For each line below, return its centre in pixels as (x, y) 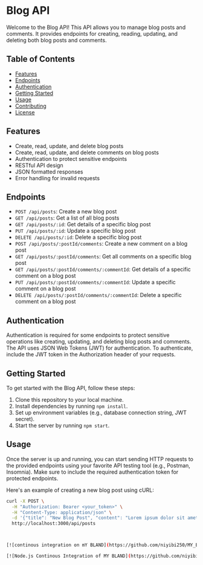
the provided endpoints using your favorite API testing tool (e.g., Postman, (98, 465)
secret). (25, 419)
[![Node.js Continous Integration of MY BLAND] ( (69, 556)
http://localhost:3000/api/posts (54, 524)
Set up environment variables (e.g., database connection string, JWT (101, 413)
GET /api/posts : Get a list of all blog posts (67, 218)
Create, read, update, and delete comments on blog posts (87, 152)
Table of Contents (41, 59)
